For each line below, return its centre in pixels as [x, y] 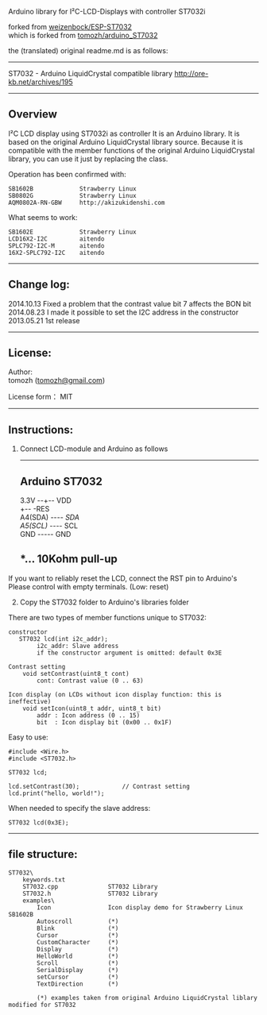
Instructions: [41, 429]
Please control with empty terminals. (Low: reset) [89, 586]
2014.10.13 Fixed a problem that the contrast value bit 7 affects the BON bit [130, 303]
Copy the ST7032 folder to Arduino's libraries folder [104, 602]
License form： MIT [41, 397]
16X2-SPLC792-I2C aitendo [56, 253]
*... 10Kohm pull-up [68, 559]
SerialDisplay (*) [78, 970]
